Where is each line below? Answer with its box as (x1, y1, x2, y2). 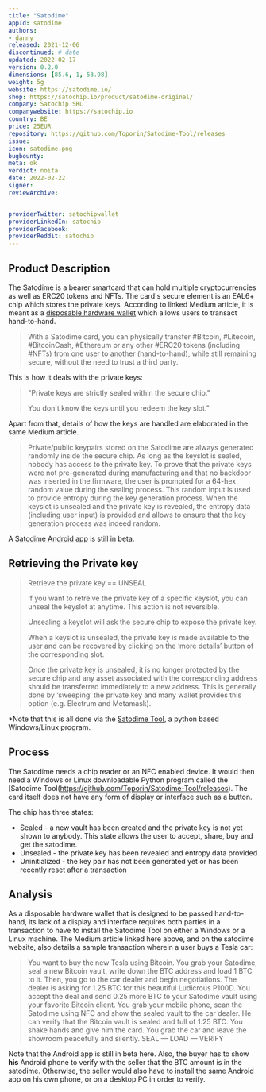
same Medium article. (8, 426, 79, 437)
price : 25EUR (8, 122, 52, 130)
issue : (8, 137, 30, 145)
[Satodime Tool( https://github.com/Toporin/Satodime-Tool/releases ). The (8, 783, 248, 793)
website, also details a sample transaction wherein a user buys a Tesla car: (8, 943, 253, 952)
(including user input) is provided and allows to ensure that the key (27, 510, 246, 519)
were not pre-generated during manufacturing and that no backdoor (27, 468, 252, 477)
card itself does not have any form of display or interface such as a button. (8, 792, 253, 801)
